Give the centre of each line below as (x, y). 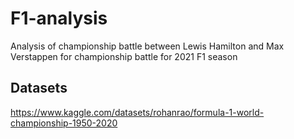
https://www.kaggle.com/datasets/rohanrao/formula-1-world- (137, 112)
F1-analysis (59, 18)
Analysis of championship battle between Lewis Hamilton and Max (147, 46)
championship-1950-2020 (64, 123)
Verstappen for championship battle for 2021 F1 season (124, 56)
